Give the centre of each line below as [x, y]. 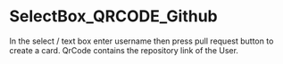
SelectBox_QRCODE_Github [113, 16]
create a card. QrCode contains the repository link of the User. [124, 50]
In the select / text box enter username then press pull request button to [141, 41]
